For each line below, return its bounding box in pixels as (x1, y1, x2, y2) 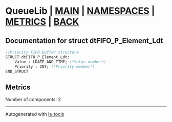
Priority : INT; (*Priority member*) (14, 64, 95, 69)
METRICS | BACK (5, 16, 79, 28)
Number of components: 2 (5, 96, 61, 103)
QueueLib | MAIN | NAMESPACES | (5, 5, 155, 17)
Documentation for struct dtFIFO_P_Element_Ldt (5, 36, 163, 45)
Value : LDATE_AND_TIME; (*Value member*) (14, 59, 106, 64)
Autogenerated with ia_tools (5, 111, 64, 117)
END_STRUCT (5, 69, 29, 74)
